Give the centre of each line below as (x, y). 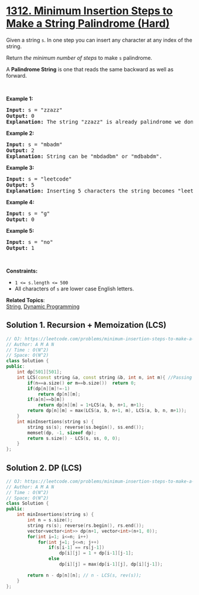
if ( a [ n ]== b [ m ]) (46, 400)
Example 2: (20, 133)
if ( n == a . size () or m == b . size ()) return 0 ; (82, 383)
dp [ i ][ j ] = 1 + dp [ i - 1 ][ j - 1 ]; (96, 553)
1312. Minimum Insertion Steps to (89, 11)
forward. (17, 75)
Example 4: (20, 202)
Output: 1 (20, 248)
